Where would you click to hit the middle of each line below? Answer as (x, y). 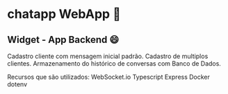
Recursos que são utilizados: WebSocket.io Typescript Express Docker (109, 77)
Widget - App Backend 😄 (63, 40)
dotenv (17, 84)
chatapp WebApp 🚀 (64, 14)
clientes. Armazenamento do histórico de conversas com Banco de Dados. (114, 64)
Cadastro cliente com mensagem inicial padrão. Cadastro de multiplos (108, 56)
